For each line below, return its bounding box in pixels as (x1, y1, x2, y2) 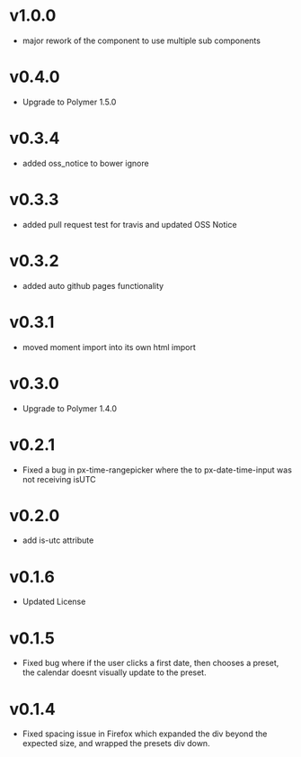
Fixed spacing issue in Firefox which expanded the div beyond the (22, 728, 268, 739)
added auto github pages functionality (22, 280, 164, 291)
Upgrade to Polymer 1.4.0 (22, 402, 117, 414)
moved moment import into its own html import (22, 341, 196, 352)
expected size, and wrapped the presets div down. (22, 738, 210, 749)
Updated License (22, 596, 86, 608)
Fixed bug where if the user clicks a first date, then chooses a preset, (22, 658, 279, 669)
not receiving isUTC (22, 473, 96, 484)
